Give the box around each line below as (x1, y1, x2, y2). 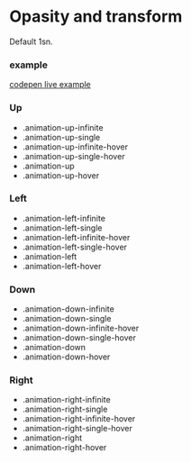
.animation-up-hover (22, 169, 100, 181)
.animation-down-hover (22, 351, 111, 362)
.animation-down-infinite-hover (22, 322, 140, 334)
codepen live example (9, 79, 92, 90)
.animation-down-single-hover (22, 332, 137, 343)
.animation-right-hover (22, 442, 107, 453)
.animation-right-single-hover (22, 423, 133, 434)
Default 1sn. (9, 36, 53, 47)
